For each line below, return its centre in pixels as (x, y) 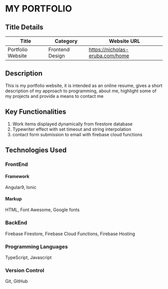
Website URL (124, 41)
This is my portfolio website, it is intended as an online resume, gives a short (84, 85)
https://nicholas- (109, 49)
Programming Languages (37, 247)
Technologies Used (36, 150)
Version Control (25, 270)
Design (56, 56)
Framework (17, 176)
